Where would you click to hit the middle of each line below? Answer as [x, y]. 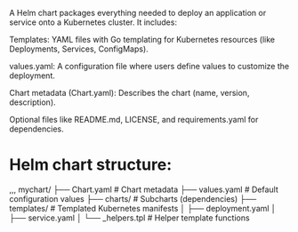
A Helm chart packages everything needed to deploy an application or [138, 13]
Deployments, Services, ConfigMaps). [79, 49]
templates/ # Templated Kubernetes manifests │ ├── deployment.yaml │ [143, 208]
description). [32, 102]
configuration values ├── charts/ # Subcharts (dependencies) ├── [133, 198]
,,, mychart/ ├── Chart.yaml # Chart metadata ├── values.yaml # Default [144, 189]
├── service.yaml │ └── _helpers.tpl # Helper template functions [130, 218]
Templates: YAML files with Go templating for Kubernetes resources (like [142, 40]
